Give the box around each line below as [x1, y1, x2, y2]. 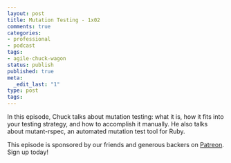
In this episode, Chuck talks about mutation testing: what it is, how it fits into [7, 113, 224, 121]
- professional [7, 36, 51, 43]
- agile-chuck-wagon [7, 55, 67, 62]
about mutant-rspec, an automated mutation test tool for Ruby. [7, 127, 185, 135]
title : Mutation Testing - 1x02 [7, 17, 100, 23]
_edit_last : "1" [13, 81, 60, 88]
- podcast [7, 42, 36, 49]
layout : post [7, 10, 45, 17]
